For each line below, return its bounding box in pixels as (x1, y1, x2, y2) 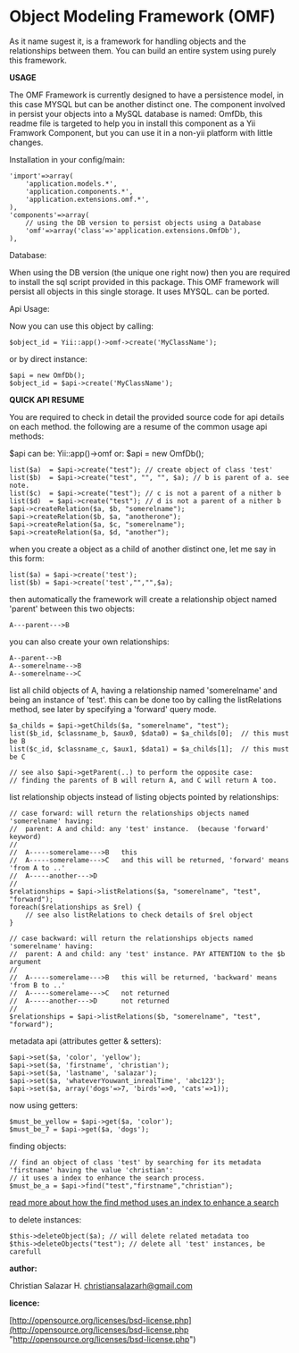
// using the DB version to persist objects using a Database (25, 218, 262, 227)
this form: (9, 552, 45, 564)
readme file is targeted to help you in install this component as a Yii (9, 118, 256, 129)
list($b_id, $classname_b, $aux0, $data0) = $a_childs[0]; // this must (9, 728, 290, 738)
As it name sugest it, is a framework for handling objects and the (9, 36, 247, 46)
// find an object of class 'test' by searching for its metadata (9, 1157, 262, 1167)
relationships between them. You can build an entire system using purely (9, 45, 277, 55)
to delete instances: (9, 1214, 82, 1225)
